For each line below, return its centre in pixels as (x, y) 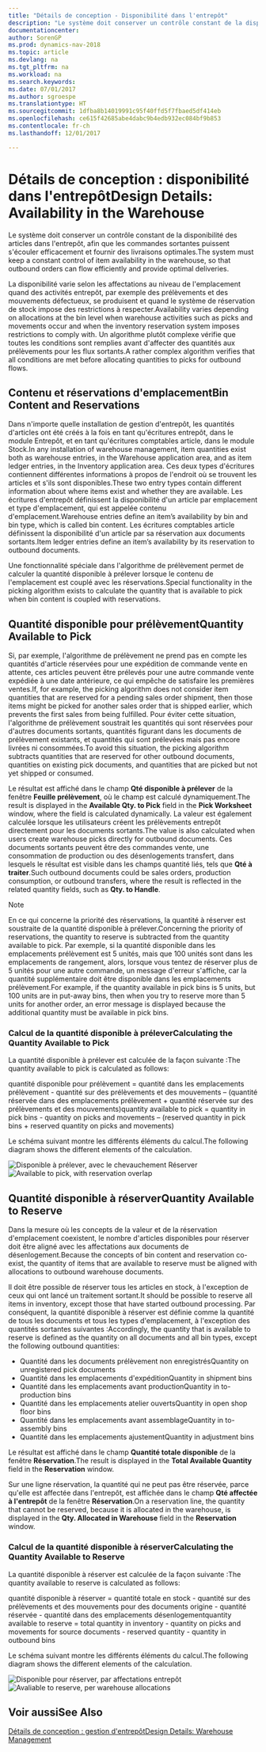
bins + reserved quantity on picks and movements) (91, 1126)
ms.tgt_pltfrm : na (38, 67)
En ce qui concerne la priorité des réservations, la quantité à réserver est (127, 920)
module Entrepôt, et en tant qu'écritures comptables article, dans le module (131, 441)
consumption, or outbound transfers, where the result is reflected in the (125, 881)
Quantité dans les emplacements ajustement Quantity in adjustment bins (137, 1437)
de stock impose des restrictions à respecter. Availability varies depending (129, 309)
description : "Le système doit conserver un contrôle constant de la (125, 23)
